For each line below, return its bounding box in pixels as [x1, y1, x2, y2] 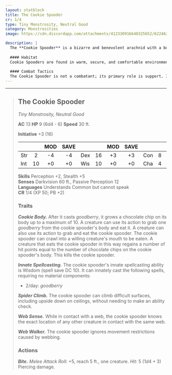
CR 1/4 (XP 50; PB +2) [17, 189, 65, 195]
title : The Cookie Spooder [5, 12, 63, 17]
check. [17, 303, 32, 310]
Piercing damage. [17, 364, 55, 370]
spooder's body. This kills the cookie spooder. [17, 252, 115, 258]
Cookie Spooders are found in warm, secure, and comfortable [10, 59, 143, 64]
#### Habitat [10, 55, 38, 60]
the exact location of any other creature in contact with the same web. [17, 319, 166, 325]
